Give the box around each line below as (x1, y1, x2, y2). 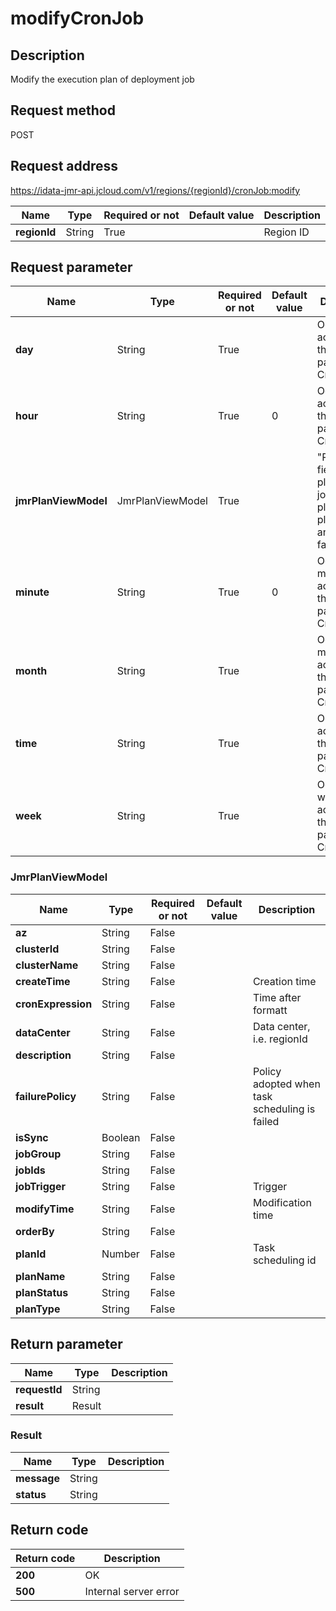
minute (15, 585, 50, 599)
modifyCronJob (10, 7, 145, 30)
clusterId (15, 942, 60, 956)
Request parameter (10, 259, 133, 276)
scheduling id (252, 1253, 317, 1267)
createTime (15, 974, 71, 988)
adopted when (252, 1077, 321, 1091)
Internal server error (84, 1584, 180, 1598)
